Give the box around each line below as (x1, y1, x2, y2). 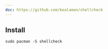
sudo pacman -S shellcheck (5, 39, 62, 44)
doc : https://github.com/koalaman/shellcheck (5, 7, 103, 12)
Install (5, 26, 25, 34)
